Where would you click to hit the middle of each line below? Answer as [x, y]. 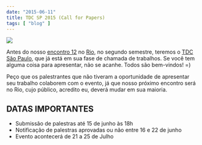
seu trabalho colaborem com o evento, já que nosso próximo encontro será [101, 83]
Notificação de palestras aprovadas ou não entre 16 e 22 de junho [98, 130]
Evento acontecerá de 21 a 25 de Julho [64, 136]
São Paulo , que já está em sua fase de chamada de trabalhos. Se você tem [101, 58]
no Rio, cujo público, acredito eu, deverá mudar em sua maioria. [87, 90]
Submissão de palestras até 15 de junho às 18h [74, 124]
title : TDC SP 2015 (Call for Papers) [56, 18]
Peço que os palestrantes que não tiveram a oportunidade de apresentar [98, 77]
